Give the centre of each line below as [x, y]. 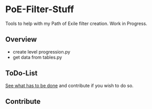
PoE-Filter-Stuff [40, 9]
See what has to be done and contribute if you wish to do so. [70, 86]
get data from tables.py [37, 57]
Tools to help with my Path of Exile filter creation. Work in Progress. [76, 23]
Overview [21, 39]
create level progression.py [41, 51]
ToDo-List [21, 73]
